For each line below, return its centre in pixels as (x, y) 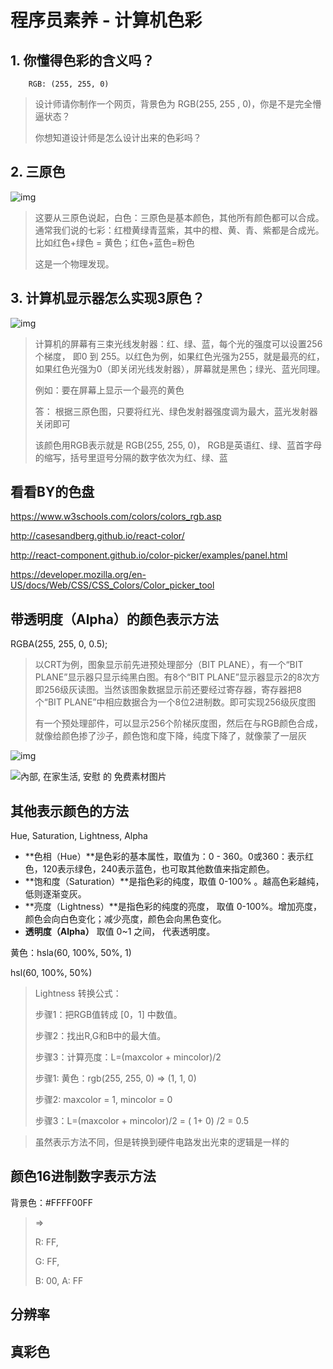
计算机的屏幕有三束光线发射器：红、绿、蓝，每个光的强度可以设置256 (178, 343)
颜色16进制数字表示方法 (83, 1176)
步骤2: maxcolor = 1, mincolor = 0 (103, 1100)
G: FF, (47, 1261)
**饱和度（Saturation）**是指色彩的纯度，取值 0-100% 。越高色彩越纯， (174, 882)
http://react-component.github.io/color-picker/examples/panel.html (149, 555)
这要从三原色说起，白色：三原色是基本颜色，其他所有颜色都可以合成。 (179, 217)
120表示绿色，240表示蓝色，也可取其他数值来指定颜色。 (159, 869)
